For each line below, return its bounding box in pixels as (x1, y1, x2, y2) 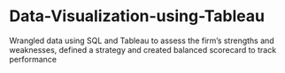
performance (9, 54, 58, 64)
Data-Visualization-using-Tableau (9, 6, 266, 26)
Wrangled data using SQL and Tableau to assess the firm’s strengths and (9, 35, 274, 46)
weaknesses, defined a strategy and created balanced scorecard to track (9, 44, 277, 55)
